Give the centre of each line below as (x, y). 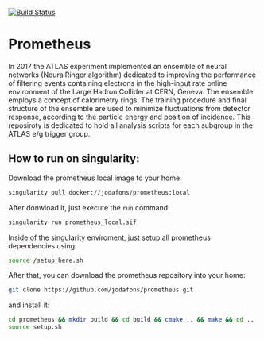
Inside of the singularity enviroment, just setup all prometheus (109, 237)
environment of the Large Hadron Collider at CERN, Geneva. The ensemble (131, 91)
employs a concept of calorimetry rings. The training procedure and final (127, 100)
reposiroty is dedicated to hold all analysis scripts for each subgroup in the (130, 125)
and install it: (29, 305)
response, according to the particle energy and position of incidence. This (130, 117)
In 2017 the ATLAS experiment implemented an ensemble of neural (117, 66)
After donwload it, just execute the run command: (89, 207)
